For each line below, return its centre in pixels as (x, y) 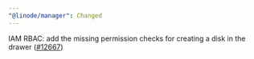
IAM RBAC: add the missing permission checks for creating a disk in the (127, 38)
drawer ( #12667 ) (36, 47)
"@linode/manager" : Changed (55, 16)
